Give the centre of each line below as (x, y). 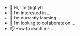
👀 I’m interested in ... (30, 13)
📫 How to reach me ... (32, 28)
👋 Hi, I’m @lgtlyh (26, 8)
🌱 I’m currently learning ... (35, 18)
